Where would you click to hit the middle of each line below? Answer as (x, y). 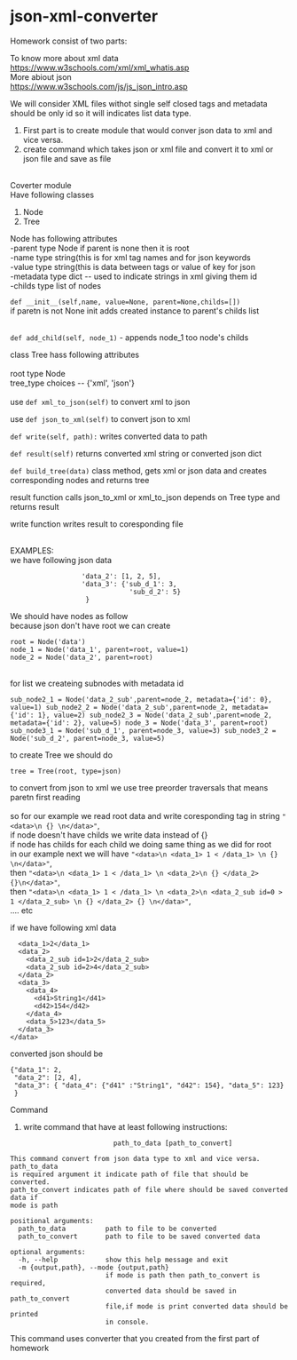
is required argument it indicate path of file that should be (129, 1174)
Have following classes (52, 195)
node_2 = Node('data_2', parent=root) (82, 657)
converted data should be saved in (171, 1291)
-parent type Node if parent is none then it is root (100, 248)
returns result (35, 506)
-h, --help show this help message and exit (123, 1260)
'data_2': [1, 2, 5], (121, 576)
